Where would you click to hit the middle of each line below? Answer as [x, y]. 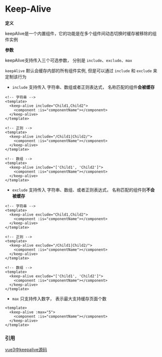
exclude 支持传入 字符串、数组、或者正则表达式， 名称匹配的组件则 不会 [83, 190]
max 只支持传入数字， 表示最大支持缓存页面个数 [59, 298]
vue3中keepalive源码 [26, 350]
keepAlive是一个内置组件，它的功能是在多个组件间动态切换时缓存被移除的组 [81, 33]
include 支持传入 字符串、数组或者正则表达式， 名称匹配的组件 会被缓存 [83, 87]
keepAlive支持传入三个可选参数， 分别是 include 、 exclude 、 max [69, 60]
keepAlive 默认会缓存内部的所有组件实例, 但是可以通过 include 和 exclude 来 [81, 70]
